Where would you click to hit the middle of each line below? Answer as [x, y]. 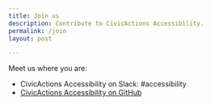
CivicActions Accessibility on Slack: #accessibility [103, 84]
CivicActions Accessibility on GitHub [81, 93]
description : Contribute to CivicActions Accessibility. [106, 23]
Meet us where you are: [48, 69]
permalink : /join [38, 31]
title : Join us [34, 16]
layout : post [30, 38]
